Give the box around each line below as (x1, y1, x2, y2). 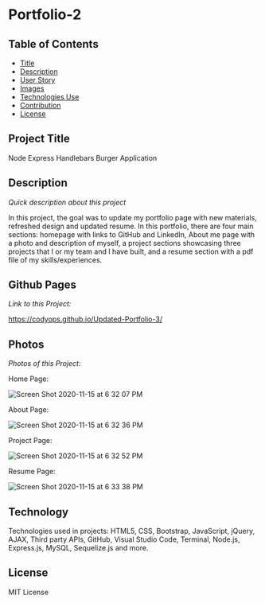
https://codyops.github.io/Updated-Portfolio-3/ (8, 314, 163, 324)
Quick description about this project (8, 197, 127, 207)
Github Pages (8, 278, 77, 292)
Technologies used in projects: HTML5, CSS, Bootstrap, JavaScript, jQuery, (8, 527, 255, 536)
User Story (19, 76, 56, 84)
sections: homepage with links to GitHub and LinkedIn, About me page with (8, 229, 255, 239)
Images (19, 84, 45, 93)
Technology (8, 505, 69, 519)
